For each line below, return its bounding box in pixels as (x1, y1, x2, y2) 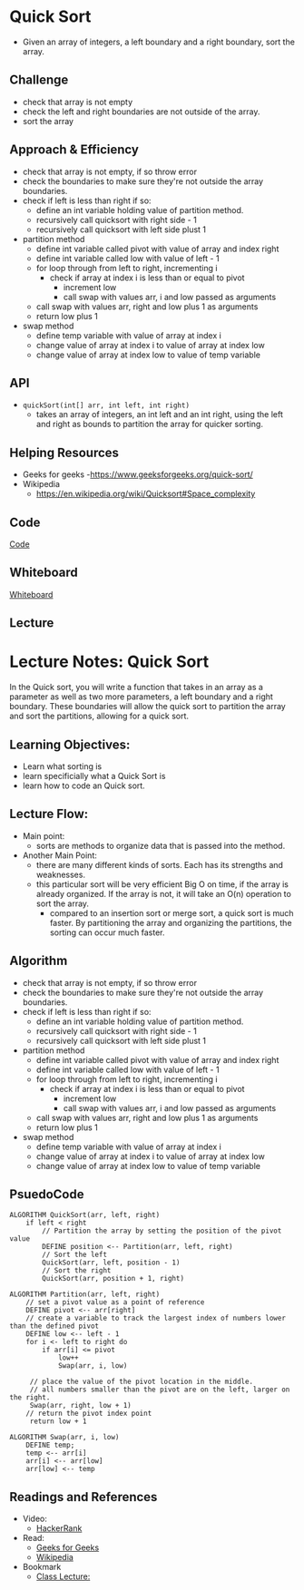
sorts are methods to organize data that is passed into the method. (35, 840, 286, 851)
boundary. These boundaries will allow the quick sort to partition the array (9, 701, 286, 712)
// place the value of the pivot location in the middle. (29, 1377, 254, 1387)
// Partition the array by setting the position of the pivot (42, 1226, 282, 1235)
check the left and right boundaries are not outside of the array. (22, 106, 260, 117)
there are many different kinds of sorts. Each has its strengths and (35, 859, 284, 870)
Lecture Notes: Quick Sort (9, 651, 210, 672)
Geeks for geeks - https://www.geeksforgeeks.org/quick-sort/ (22, 469, 254, 480)
